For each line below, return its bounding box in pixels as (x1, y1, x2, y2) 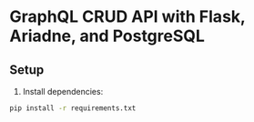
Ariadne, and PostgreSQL (9, 25, 205, 46)
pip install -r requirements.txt (9, 104, 137, 113)
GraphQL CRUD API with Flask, (9, 6, 246, 27)
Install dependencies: (22, 86, 104, 97)
